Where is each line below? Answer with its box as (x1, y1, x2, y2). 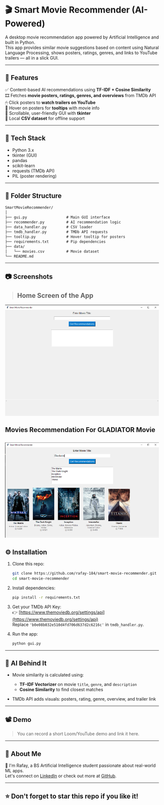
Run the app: (12, 631, 38, 637)
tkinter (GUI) (12, 152, 38, 158)
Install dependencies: (12, 585, 56, 591)
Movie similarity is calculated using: (12, 672, 84, 678)
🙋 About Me (5, 749, 41, 758)
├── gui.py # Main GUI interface (5, 215, 110, 220)
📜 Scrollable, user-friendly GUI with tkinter (5, 110, 91, 116)
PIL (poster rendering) (12, 173, 57, 179)
